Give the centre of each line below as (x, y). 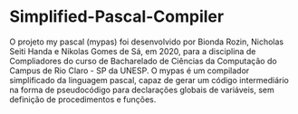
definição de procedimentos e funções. (83, 99)
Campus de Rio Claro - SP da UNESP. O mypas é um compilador (130, 71)
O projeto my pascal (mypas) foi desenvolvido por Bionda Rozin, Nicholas (146, 42)
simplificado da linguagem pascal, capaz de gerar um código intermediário (149, 80)
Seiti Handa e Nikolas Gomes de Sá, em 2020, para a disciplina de (133, 51)
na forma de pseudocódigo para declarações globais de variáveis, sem (142, 90)
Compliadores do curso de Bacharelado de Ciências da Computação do (144, 61)
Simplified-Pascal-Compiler (117, 17)
